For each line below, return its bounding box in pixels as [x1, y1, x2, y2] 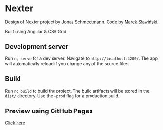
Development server [5, 42, 69, 51]
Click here [5, 120, 26, 126]
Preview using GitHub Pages [5, 107, 93, 115]
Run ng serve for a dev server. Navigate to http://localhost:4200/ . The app [5, 56, 158, 61]
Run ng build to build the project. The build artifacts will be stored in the [5, 88, 150, 93]
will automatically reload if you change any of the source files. [5, 60, 129, 66]
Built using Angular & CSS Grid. [5, 28, 68, 34]
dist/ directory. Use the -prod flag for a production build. [5, 93, 120, 99]
